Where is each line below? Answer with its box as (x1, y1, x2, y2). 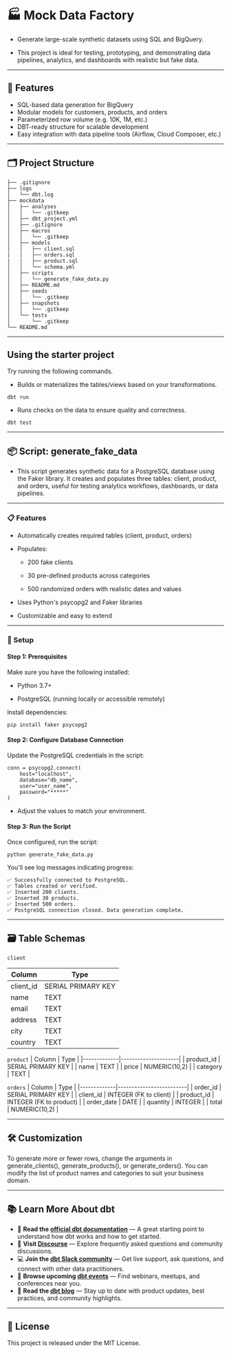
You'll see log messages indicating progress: (7, 864, 134, 872)
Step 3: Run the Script (7, 822, 71, 830)
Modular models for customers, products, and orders (16, 108, 168, 116)
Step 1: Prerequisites (7, 653, 67, 661)
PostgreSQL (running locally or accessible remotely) (16, 695, 165, 703)
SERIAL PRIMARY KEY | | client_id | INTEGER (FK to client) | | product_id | (7, 1090, 214, 1099)
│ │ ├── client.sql (7, 245, 76, 252)
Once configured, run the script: (7, 838, 98, 846)
